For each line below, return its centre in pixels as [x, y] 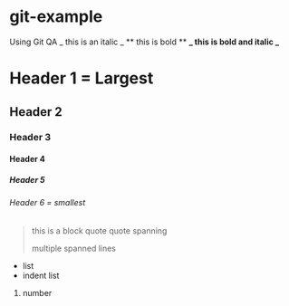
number [37, 292]
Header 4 [27, 159]
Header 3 [30, 138]
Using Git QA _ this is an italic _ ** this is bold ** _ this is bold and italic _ [144, 42]
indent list [41, 275]
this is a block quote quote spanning [99, 230]
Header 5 [27, 179]
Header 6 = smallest [48, 202]
